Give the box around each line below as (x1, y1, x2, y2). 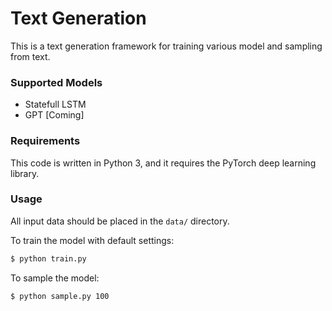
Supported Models (10, 75, 103, 89)
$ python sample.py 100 (10, 291, 110, 301)
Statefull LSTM (24, 98, 87, 111)
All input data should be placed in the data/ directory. (10, 215, 230, 227)
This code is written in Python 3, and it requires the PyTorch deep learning (10, 157, 317, 169)
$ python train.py (10, 253, 87, 264)
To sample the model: (10, 272, 100, 284)
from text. (10, 50, 51, 62)
